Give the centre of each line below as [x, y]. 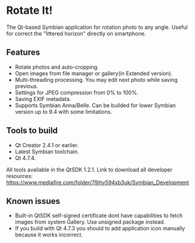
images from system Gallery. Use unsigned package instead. [90, 222]
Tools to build [32, 131]
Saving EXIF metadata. [43, 99]
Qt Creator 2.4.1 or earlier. [47, 145]
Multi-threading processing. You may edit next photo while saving [96, 79]
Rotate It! [29, 11]
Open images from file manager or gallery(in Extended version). [94, 73]
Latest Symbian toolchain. [47, 152]
